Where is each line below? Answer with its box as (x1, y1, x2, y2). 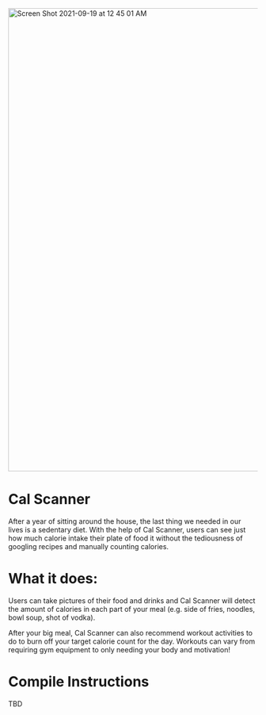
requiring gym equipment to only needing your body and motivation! (8, 644, 231, 654)
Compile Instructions (8, 673, 150, 691)
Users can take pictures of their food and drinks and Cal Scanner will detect (8, 595, 256, 605)
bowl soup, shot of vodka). (8, 613, 96, 622)
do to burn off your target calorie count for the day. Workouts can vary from (8, 636, 256, 646)
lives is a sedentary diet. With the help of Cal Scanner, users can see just (8, 525, 246, 534)
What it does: (8, 570, 98, 588)
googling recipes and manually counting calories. (8, 541, 169, 551)
